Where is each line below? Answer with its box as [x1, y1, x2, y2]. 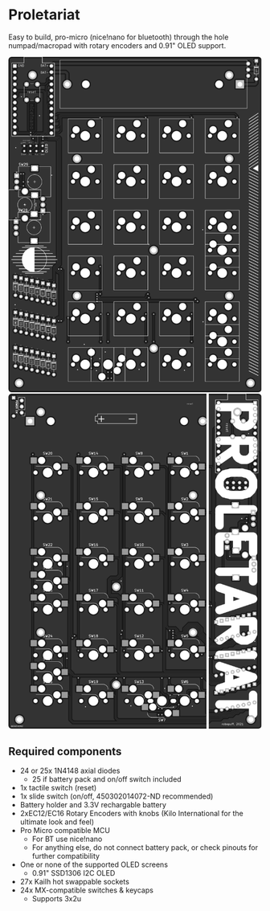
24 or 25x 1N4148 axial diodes [19, 766, 121, 776]
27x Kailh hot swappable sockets [19, 877, 130, 887]
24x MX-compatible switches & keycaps [19, 885, 154, 895]
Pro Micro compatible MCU [19, 826, 111, 835]
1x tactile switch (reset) [19, 783, 97, 793]
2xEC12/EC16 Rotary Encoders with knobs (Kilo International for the [19, 809, 243, 819]
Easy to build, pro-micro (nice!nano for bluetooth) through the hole [8, 32, 229, 42]
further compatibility [31, 852, 100, 861]
